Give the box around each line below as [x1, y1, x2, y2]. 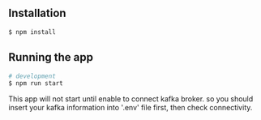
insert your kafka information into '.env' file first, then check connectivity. [8, 103, 253, 113]
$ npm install [8, 28, 57, 36]
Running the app [8, 50, 93, 64]
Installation [8, 6, 66, 20]
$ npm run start [8, 79, 63, 88]
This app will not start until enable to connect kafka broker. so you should [8, 94, 254, 104]
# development [8, 72, 57, 80]
